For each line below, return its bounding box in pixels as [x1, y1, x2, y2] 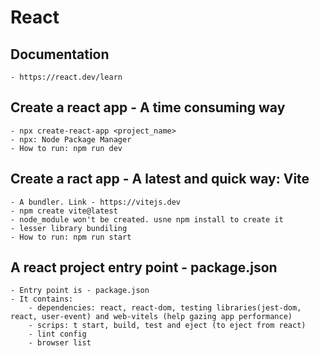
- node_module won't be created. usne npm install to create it [10, 214, 284, 225]
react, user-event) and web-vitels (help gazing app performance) [10, 312, 293, 322]
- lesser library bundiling [10, 223, 128, 233]
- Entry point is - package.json [10, 286, 150, 296]
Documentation [10, 46, 110, 63]
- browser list [28, 338, 92, 348]
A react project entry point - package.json [10, 259, 278, 276]
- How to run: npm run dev [10, 143, 123, 153]
